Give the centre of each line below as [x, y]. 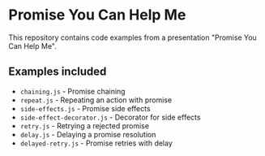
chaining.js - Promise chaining [73, 91]
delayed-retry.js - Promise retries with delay [96, 143]
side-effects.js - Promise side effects [85, 108]
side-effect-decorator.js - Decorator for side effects [110, 117]
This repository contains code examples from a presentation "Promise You [132, 37]
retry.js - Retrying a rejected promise [85, 126]
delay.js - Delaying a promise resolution [88, 134]
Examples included [58, 72]
